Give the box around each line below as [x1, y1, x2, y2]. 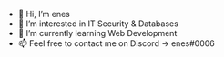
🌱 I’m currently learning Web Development [17, 28, 178, 38]
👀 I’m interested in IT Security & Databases [17, 18, 179, 29]
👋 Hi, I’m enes [17, 9, 70, 19]
